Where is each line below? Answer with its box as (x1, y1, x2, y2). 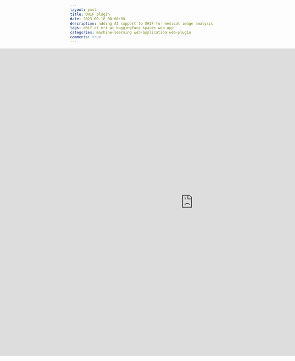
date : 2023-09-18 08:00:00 (70, 16, 125, 21)
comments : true (70, 35, 101, 40)
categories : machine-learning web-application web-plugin (70, 30, 191, 35)
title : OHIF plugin (70, 12, 110, 17)
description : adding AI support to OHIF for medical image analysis (70, 21, 213, 26)
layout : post (70, 7, 97, 12)
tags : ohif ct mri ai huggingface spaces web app (70, 26, 174, 30)
